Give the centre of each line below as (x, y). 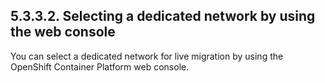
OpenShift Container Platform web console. (100, 66)
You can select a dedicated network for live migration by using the (147, 56)
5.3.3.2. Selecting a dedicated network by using (163, 16)
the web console (63, 32)
